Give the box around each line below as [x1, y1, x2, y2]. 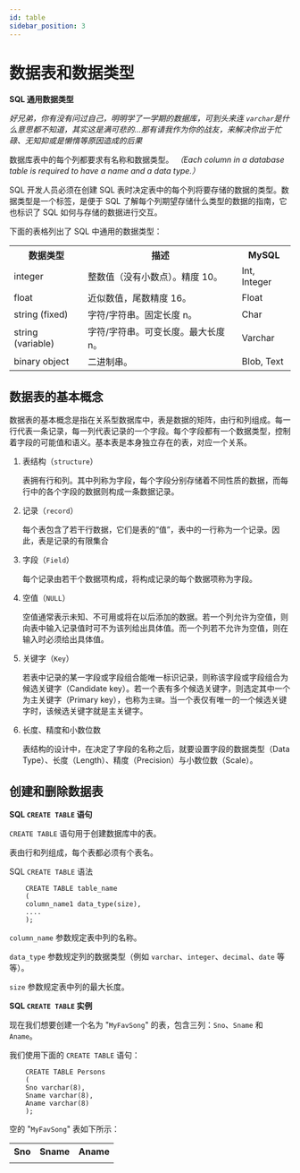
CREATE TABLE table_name [25, 884, 118, 894]
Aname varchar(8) [25, 1099, 90, 1109]
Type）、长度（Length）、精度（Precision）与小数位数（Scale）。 [21, 755, 258, 766]
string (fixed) [13, 308, 69, 321]
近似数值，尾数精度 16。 [87, 292, 192, 304]
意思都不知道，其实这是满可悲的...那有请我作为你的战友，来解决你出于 [16, 124, 275, 135]
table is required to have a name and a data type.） [9, 166, 200, 176]
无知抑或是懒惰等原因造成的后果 [24, 135, 143, 146]
